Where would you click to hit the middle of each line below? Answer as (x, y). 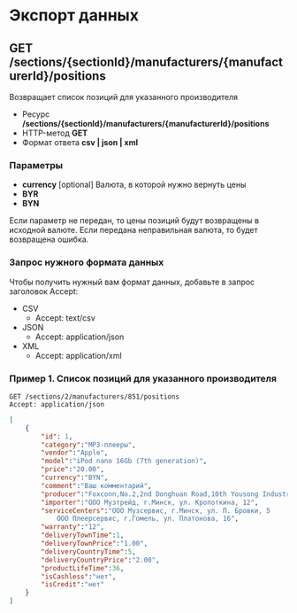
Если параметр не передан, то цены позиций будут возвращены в (134, 221)
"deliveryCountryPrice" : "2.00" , (101, 560)
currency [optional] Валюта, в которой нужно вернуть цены (134, 185)
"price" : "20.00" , (72, 469)
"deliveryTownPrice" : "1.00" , (95, 544)
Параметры (36, 165)
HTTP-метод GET (55, 133)
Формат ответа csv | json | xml (80, 142)
